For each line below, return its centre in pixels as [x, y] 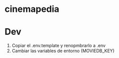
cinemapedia [32, 9]
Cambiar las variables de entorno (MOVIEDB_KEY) [63, 51]
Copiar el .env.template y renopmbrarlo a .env [59, 46]
